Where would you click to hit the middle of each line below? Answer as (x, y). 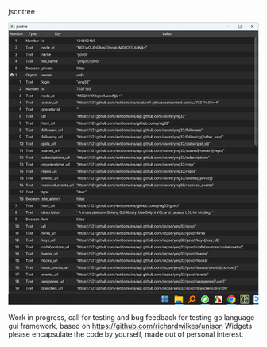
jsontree (22, 12)
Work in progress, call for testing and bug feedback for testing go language (132, 317)
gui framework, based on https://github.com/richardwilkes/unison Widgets (130, 326)
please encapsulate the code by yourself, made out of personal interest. (126, 334)
